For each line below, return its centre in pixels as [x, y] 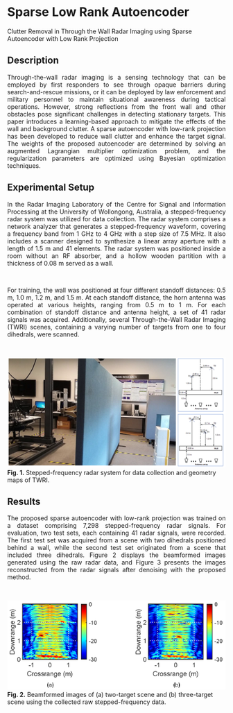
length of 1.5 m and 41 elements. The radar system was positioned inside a [116, 248]
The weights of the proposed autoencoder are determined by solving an [116, 144]
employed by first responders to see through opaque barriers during [116, 85]
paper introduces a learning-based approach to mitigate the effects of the [116, 121]
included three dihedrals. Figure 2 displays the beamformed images [116, 555]
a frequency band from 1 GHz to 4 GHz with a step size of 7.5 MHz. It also [116, 234]
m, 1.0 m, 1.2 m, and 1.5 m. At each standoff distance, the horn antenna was [116, 297]
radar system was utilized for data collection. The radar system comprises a [116, 218]
